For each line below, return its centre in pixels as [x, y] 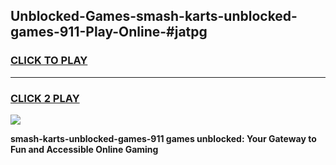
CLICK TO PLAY [49, 61]
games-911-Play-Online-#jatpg [109, 32]
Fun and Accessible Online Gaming [84, 149]
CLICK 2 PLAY [45, 98]
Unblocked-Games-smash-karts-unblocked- [154, 16]
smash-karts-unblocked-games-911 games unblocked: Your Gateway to [163, 138]
